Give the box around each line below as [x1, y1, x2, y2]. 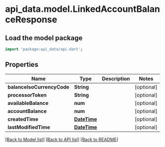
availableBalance [7, 99, 49, 106]
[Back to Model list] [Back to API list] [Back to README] [5, 136, 119, 142]
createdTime [7, 115, 39, 122]
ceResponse [5, 14, 58, 25]
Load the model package [5, 34, 83, 42]
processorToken [7, 92, 47, 98]
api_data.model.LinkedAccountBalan [5, 3, 161, 15]
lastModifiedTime [7, 124, 50, 131]
